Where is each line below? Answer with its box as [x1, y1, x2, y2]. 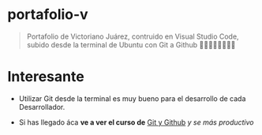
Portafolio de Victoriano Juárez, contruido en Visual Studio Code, [26, 32, 239, 41]
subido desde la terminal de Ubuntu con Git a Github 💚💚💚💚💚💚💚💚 [26, 39, 236, 49]
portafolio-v [7, 6, 88, 24]
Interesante [7, 68, 84, 86]
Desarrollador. [18, 102, 65, 111]
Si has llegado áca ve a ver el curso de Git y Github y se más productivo [18, 117, 254, 127]
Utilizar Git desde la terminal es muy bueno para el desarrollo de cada [18, 93, 246, 103]
